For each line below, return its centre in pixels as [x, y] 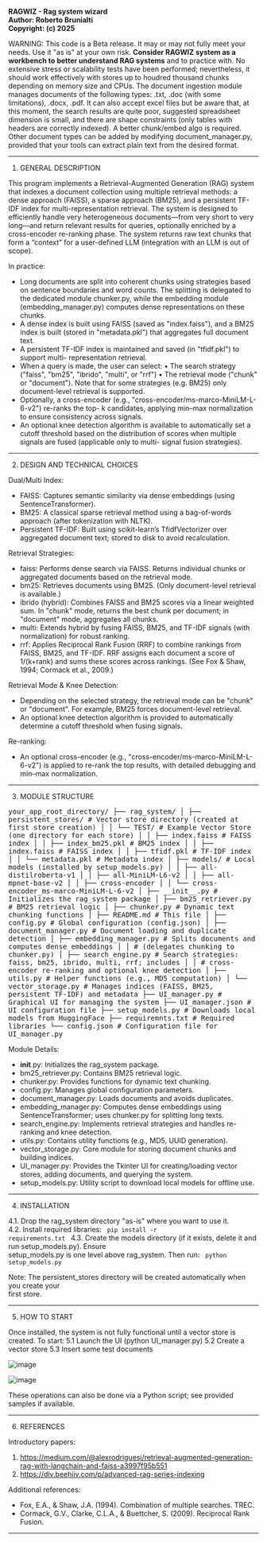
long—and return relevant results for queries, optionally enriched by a [122, 225]
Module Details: [34, 1049]
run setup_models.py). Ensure [57, 1246]
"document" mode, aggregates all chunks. [89, 619]
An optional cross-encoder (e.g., [73, 757]
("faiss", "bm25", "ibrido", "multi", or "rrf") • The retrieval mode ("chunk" [138, 374]
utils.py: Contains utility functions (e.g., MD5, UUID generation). [124, 1140]
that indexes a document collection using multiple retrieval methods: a [123, 191]
